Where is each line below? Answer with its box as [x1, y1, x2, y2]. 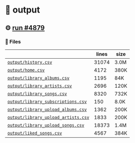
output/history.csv [7, 59, 52, 65]
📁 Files [5, 38, 21, 45]
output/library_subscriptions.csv [7, 99, 87, 104]
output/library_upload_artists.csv [7, 114, 90, 120]
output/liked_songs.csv [7, 130, 62, 136]
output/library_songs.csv [7, 91, 67, 96]
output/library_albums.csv [7, 75, 70, 80]
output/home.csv [7, 67, 45, 73]
